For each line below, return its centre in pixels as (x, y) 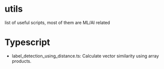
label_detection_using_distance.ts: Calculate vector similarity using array (85, 56)
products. (21, 61)
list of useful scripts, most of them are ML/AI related (57, 23)
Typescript (27, 42)
